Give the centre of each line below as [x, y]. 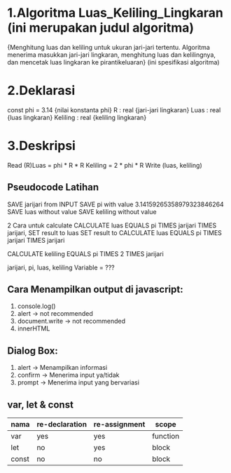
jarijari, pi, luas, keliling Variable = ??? [61, 267]
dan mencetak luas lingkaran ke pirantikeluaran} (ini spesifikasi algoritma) [113, 62]
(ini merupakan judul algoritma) [101, 28]
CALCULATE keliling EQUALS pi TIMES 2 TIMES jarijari [86, 253]
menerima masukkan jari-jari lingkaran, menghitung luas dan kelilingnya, [111, 55]
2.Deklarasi [41, 91]
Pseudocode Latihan [53, 187]
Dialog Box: [33, 351]
